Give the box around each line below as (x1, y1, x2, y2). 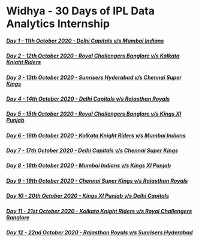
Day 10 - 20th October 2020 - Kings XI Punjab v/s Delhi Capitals (6, 192, 170, 199)
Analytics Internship (6, 17, 110, 31)
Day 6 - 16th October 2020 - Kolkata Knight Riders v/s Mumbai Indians (6, 132, 186, 139)
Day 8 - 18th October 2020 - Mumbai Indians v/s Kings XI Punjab (6, 162, 171, 169)
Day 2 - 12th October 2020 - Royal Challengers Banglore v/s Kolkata (6, 52, 180, 59)
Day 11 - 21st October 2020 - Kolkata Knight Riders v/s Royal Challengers (6, 207, 192, 214)
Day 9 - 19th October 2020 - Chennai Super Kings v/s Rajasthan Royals (6, 177, 188, 184)
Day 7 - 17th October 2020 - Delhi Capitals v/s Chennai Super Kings (6, 147, 179, 154)
